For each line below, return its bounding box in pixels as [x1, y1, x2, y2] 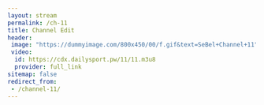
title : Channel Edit [7, 26, 76, 34]
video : [10, 48, 33, 56]
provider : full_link [14, 63, 82, 71]
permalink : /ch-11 [7, 19, 68, 27]
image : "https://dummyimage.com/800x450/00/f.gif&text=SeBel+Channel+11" [10, 41, 258, 49]
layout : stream [7, 11, 58, 20]
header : [7, 33, 33, 42]
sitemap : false [7, 70, 58, 78]
